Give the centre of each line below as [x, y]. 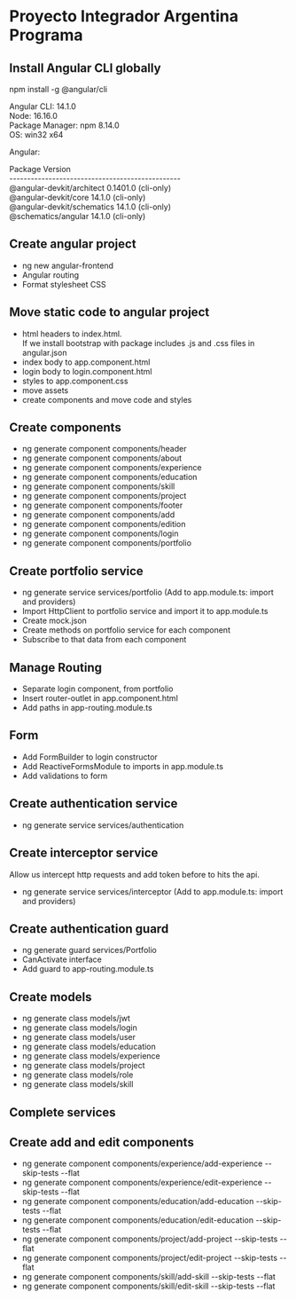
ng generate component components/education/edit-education [138, 1220]
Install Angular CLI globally [85, 68]
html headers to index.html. [72, 334]
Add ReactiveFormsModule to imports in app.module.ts [123, 766]
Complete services [63, 1112]
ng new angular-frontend [67, 265]
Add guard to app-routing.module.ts [88, 969]
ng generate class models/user [78, 1037]
